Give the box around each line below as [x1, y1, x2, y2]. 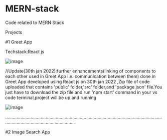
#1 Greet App [5, 38, 33, 45]
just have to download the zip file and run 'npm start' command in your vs [5, 89, 158, 95]
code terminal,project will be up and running [5, 94, 97, 100]
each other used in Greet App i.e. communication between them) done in [5, 73, 156, 79]
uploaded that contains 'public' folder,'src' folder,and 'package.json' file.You [5, 83, 162, 90]
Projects [5, 29, 23, 35]
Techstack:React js [5, 48, 45, 54]
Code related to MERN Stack [5, 19, 64, 25]
